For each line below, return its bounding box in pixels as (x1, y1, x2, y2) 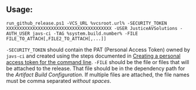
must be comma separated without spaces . (6, 77, 112, 84)
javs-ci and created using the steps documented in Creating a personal (6, 52, 181, 59)
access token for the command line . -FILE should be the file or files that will (6, 58, 190, 65)
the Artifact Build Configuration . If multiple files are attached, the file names (6, 71, 190, 78)
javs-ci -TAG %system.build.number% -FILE (32, 31, 138, 36)
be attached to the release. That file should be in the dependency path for (6, 65, 185, 72)
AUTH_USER (6, 31, 31, 36)
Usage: (6, 5, 34, 15)
